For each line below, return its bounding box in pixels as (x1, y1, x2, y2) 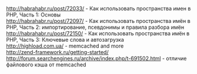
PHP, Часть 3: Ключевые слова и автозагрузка (6, 36, 124, 43)
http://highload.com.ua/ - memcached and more (6, 42, 124, 49)
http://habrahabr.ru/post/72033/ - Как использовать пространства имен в (6, 5, 191, 12)
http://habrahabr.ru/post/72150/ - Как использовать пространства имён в (6, 30, 190, 37)
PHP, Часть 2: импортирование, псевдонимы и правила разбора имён (6, 23, 185, 31)
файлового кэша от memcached (6, 61, 86, 68)
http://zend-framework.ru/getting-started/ (6, 49, 109, 55)
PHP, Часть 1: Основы (6, 11, 61, 18)
